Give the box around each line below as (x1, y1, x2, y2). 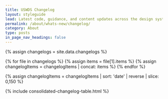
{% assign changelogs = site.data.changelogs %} (5, 48, 107, 55)
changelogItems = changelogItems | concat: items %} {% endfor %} (5, 63, 146, 70)
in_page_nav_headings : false (5, 35, 66, 40)
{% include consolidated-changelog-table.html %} (5, 88, 109, 94)
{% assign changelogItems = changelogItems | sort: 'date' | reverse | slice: (5, 73, 159, 79)
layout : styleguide (5, 12, 46, 17)
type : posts (5, 30, 30, 35)
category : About (5, 26, 39, 31)
